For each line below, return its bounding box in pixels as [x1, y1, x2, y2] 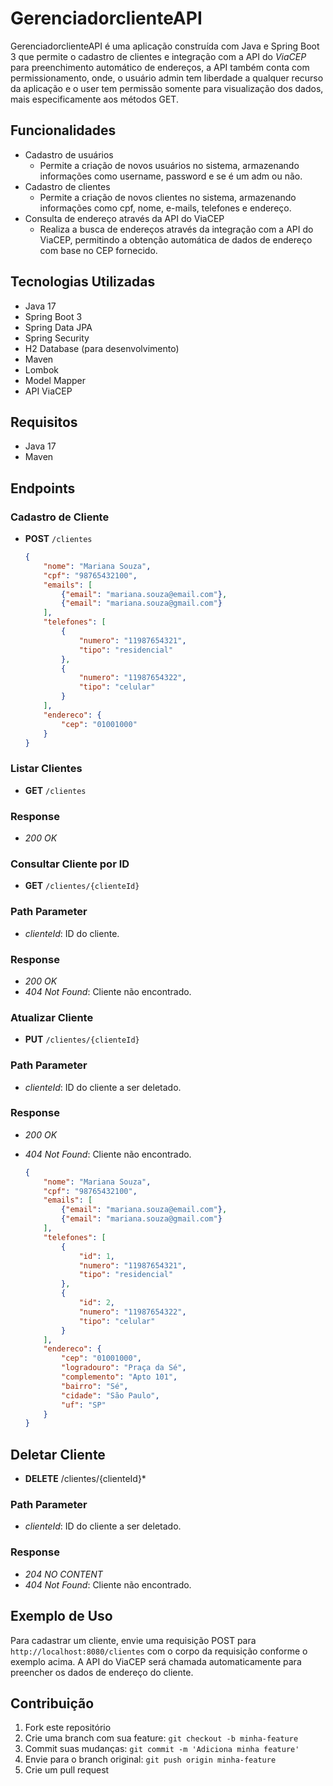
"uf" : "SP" [61, 1400, 107, 1410]
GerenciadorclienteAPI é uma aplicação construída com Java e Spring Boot [10, 40, 320, 52]
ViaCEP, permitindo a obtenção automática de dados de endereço [39, 233, 313, 246]
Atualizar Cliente [10, 1010, 94, 1024]
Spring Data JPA [24, 321, 93, 333]
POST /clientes [24, 533, 93, 545]
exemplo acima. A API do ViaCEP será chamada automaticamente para [10, 1655, 302, 1667]
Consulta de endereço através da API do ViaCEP [24, 212, 225, 224]
